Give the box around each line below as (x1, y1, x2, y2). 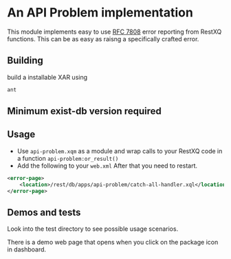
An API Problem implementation (7, 5, 194, 21)
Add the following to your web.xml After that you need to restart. (16, 161, 198, 170)
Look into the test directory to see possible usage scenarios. (7, 225, 179, 233)
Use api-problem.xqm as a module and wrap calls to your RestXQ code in (16, 146, 223, 155)
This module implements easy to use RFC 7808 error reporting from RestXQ (7, 27, 222, 36)
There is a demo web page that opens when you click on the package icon (7, 238, 219, 247)
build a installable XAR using (7, 73, 88, 81)
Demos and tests (7, 206, 81, 218)
